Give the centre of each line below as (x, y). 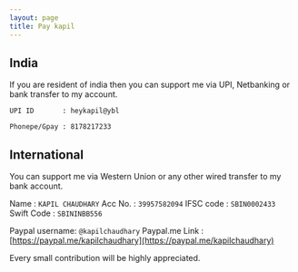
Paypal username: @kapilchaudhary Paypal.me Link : (107, 231)
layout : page (34, 18)
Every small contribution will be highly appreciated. (105, 258)
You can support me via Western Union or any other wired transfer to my (145, 177)
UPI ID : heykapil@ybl (65, 111)
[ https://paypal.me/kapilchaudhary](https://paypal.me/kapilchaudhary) (142, 240)
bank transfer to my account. (64, 94)
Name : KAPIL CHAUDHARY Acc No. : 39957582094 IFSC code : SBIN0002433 (143, 204)
